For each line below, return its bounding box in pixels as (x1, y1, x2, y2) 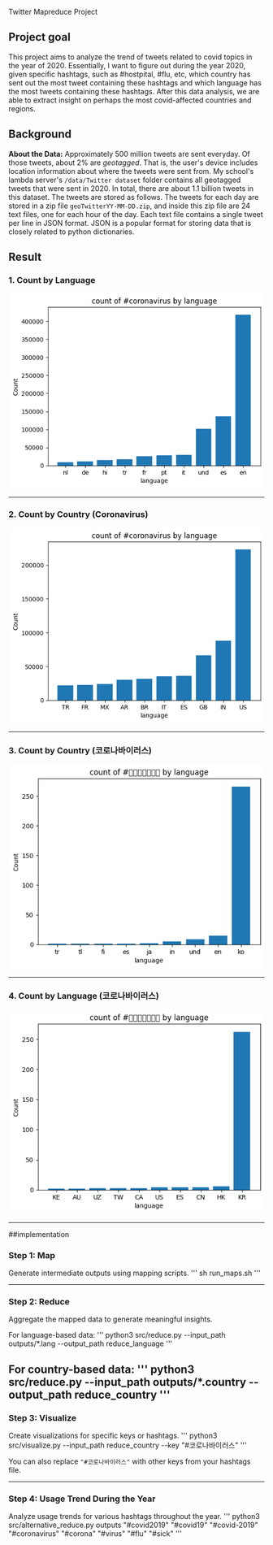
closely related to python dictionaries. (8, 227, 135, 237)
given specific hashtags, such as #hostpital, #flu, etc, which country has (8, 69, 251, 79)
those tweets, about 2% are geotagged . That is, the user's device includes (8, 158, 258, 167)
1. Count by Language (8, 274, 96, 285)
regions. (8, 103, 37, 113)
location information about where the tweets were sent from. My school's (8, 166, 254, 176)
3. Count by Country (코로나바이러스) (8, 744, 152, 756)
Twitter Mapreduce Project (8, 7, 98, 16)
